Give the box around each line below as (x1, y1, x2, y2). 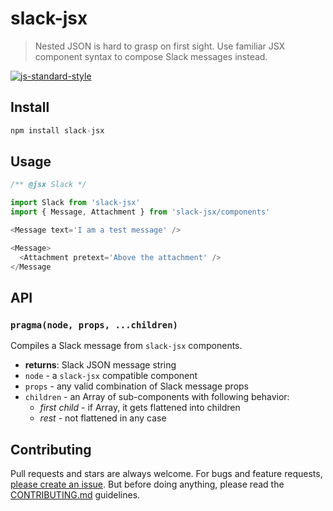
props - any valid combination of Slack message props (24, 380, 250, 392)
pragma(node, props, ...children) (10, 319, 178, 331)
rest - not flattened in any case (39, 412, 167, 424)
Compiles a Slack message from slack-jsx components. (10, 340, 243, 352)
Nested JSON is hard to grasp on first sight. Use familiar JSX (34, 40, 286, 52)
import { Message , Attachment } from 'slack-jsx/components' (10, 207, 271, 217)
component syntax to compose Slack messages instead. (34, 50, 268, 62)
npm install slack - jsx (10, 125, 105, 136)
